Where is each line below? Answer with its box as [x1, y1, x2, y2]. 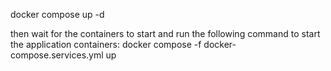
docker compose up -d [10, 9, 105, 20]
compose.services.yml [10, 49, 104, 61]
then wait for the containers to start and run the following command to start [10, 28, 321, 39]
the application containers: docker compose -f [10, 39, 202, 50]
